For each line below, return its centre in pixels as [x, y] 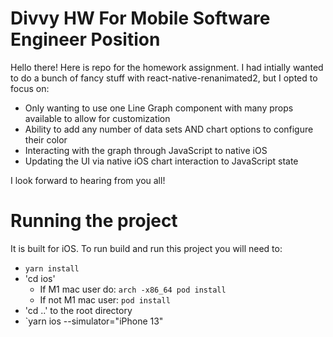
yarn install [52, 268]
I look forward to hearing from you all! [88, 180]
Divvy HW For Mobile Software [140, 18]
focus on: [30, 88]
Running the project [94, 221]
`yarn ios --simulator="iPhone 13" [94, 321]
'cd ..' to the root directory [78, 310]
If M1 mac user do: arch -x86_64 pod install [133, 289]
